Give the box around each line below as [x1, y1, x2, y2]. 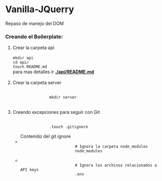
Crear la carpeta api [12, 45, 55, 51]
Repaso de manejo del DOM [5, 20, 64, 26]
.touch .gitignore [49, 125, 88, 130]
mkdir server [49, 95, 77, 100]
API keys [20, 167, 39, 172]
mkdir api [12, 55, 34, 61]
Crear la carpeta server [12, 80, 62, 86]
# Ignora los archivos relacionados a [75, 163, 157, 168]
